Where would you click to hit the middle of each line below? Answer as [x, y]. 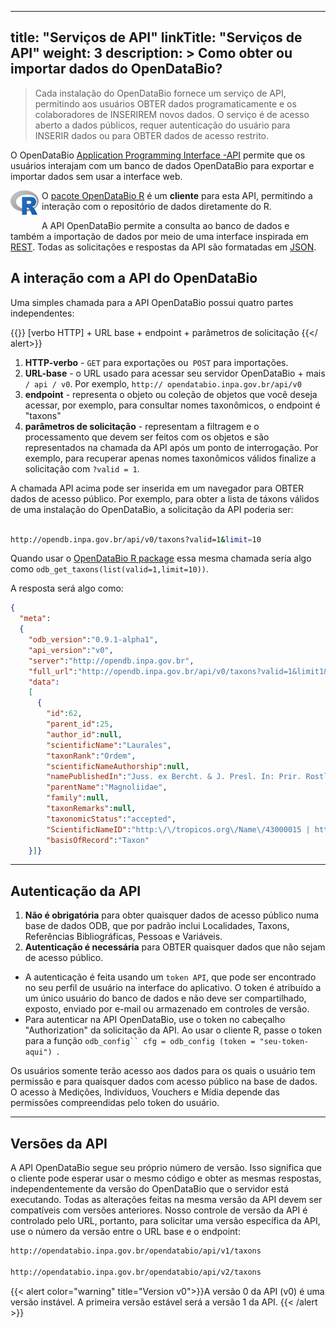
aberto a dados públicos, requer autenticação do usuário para [162, 125]
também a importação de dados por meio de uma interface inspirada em [159, 236]
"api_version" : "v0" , [71, 650]
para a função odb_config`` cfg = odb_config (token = [140, 1041]
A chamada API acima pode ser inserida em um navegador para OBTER [157, 488]
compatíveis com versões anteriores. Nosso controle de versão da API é [159, 1210]
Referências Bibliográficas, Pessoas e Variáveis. [123, 937]
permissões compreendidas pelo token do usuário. [115, 1103]
